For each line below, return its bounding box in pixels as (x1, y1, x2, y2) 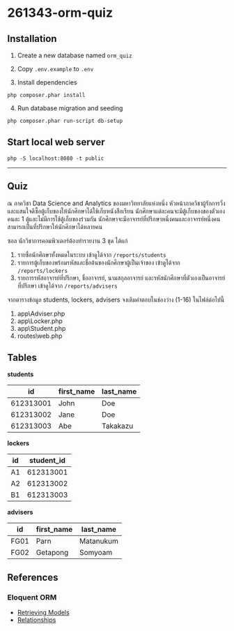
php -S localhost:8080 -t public (7, 155, 104, 162)
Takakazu (102, 421, 134, 431)
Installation (7, 33, 57, 45)
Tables (7, 352, 37, 364)
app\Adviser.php (17, 309, 65, 318)
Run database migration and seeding (17, 104, 123, 112)
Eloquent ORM (7, 592, 57, 602)
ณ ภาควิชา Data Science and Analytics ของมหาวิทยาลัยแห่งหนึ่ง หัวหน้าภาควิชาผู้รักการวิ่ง (7, 199, 226, 207)
